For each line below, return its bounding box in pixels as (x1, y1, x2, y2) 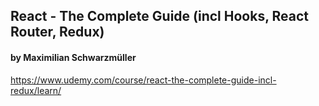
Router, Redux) (10, 24, 105, 41)
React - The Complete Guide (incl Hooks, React (10, 8, 309, 25)
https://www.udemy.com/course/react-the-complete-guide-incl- (10, 74, 277, 86)
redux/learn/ (10, 84, 62, 96)
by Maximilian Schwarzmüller (10, 51, 137, 63)
